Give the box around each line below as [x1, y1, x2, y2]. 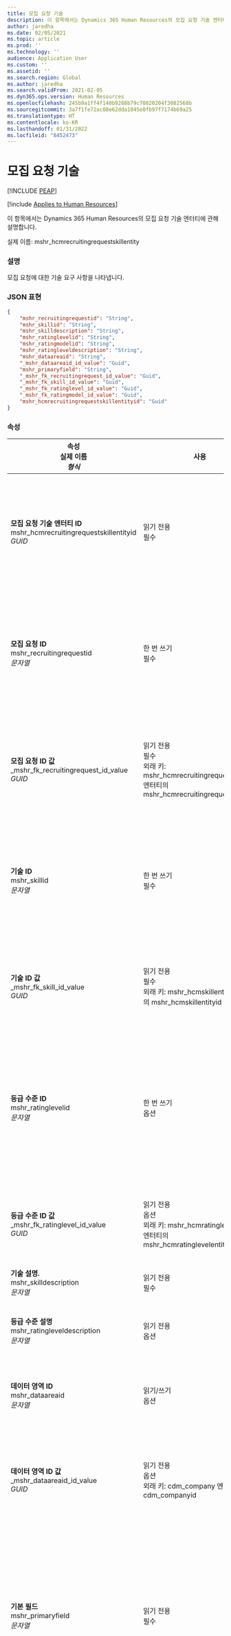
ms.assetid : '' [7, 68, 51, 74]
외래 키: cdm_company [143, 1482, 215, 1491]
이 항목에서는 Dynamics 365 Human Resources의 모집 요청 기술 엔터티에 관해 [7, 214, 219, 222]
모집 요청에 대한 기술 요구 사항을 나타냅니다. [7, 273, 125, 282]
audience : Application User [7, 55, 88, 62]
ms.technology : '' [7, 49, 60, 56]
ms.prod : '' [7, 42, 41, 49]
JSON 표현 [7, 292, 42, 302]
